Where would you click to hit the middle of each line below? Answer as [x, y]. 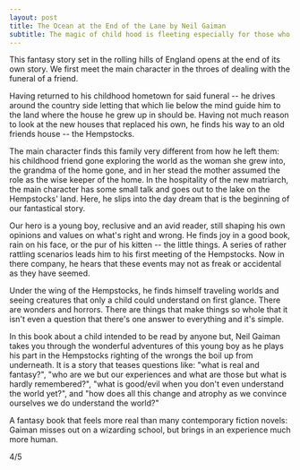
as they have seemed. [50, 273]
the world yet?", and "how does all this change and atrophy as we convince [148, 394]
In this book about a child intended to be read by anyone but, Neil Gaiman [145, 337]
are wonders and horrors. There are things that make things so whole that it [149, 310]
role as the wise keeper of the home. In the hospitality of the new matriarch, [149, 180]
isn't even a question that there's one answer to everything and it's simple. [147, 320]
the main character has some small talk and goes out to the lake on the [140, 190]
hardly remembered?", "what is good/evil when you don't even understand [147, 384]
